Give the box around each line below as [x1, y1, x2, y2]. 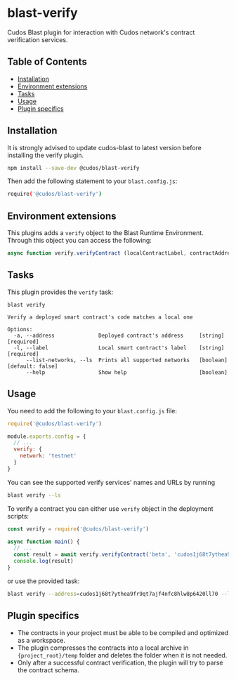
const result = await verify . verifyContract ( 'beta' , [13, 551, 171, 559]
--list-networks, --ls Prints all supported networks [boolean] [25, 356, 228, 364]
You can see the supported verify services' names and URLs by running [7, 478, 216, 486]
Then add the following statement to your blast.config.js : [7, 177, 178, 185]
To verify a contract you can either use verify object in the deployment [7, 504, 214, 513]
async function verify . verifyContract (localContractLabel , [7, 250, 188, 257]
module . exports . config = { [7, 433, 86, 440]
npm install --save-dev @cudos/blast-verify [7, 164, 140, 171]
